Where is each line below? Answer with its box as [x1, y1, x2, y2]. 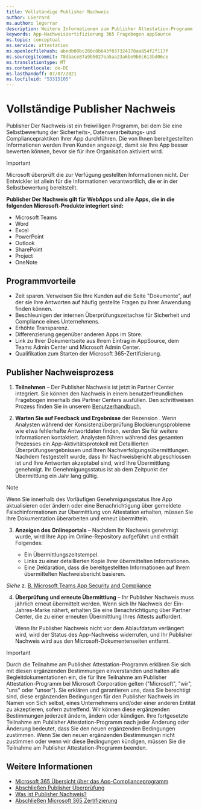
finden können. [14, 305, 53, 312]
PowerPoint [14, 233, 44, 240]
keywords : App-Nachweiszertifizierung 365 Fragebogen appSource [6, 31, 171, 37]
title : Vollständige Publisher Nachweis [6, 8, 110, 15]
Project [14, 252, 33, 260]
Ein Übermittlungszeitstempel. [24, 550, 99, 558]
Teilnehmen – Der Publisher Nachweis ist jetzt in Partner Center [14, 383, 174, 391]
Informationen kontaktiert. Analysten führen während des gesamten [14, 433, 184, 441]
